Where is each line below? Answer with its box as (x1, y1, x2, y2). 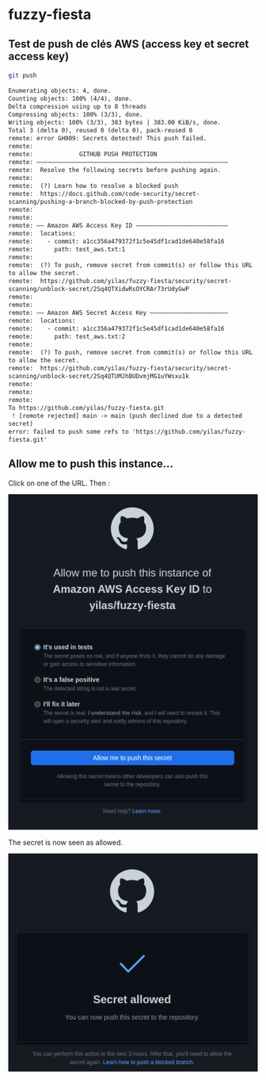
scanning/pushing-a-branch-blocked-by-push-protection (8, 197, 193, 205)
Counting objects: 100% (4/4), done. (8, 94, 133, 102)
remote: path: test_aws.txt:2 (8, 332, 126, 340)
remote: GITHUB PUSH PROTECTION (8, 150, 158, 158)
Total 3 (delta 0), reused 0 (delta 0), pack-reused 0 (8, 126, 193, 134)
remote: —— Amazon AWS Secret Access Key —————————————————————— (8, 308, 228, 316)
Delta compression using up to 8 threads (8, 102, 147, 110)
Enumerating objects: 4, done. (8, 86, 112, 94)
